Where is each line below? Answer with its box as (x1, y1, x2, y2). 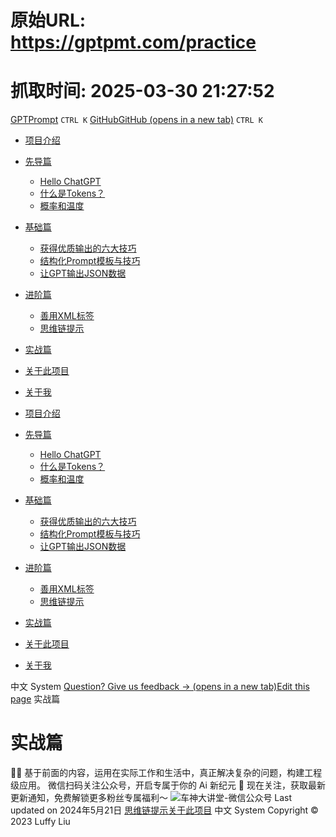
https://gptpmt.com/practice (10, 31, 257, 54)
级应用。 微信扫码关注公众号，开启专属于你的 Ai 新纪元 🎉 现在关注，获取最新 (10, 779, 326, 791)
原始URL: (10, 9, 87, 32)
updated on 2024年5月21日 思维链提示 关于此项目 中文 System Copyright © (10, 804, 319, 816)
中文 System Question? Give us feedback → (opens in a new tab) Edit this (10, 681, 310, 693)
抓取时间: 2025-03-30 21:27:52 (10, 80, 275, 103)
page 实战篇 (10, 693, 61, 705)
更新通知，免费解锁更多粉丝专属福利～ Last (10, 792, 293, 804)
